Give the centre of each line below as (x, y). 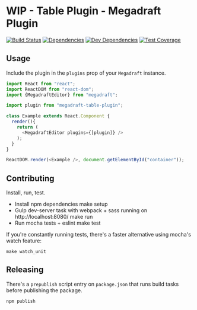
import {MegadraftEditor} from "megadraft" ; (62, 95)
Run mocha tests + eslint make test (58, 223)
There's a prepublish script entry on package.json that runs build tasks (93, 284)
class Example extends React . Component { (58, 116)
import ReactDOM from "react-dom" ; (50, 89)
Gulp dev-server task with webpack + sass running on (81, 210)
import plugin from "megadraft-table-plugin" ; (65, 106)
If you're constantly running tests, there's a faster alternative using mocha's (99, 235)
